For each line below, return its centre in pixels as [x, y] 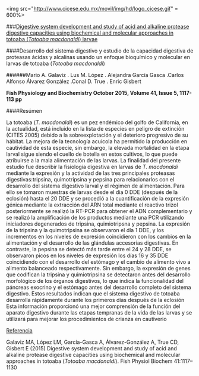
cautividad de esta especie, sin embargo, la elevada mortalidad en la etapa [98, 148]
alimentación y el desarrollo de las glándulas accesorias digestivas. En [92, 243]
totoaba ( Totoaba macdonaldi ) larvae [52, 39]
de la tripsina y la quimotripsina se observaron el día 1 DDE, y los [85, 230]
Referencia [19, 330]
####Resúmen [24, 111]
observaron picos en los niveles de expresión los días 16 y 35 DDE [87, 255]
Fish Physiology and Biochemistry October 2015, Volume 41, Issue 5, [92, 93]
